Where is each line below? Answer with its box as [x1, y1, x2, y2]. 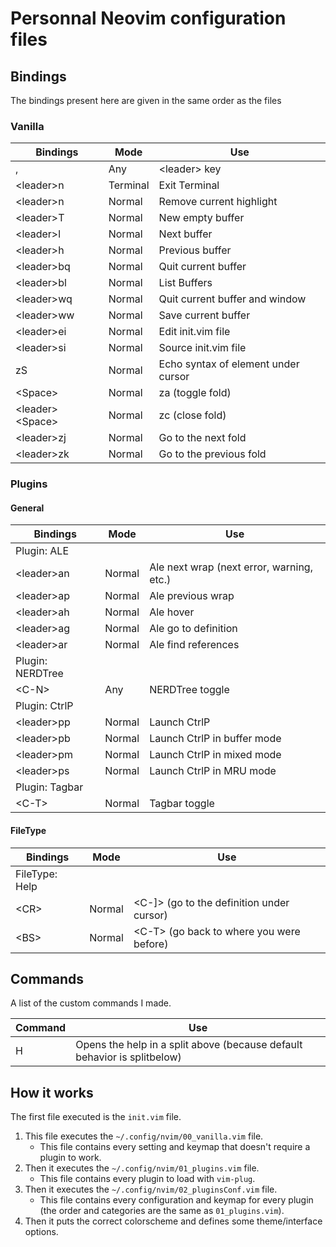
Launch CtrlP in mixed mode [149, 748, 282, 762]
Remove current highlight [158, 195, 278, 209]
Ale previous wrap [149, 589, 235, 603]
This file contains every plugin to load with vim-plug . [39, 1173, 256, 1185]
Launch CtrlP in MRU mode [149, 764, 277, 778]
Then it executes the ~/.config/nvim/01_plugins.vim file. [24, 1162, 260, 1174]
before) [133, 937, 169, 951]
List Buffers [158, 276, 213, 290]
